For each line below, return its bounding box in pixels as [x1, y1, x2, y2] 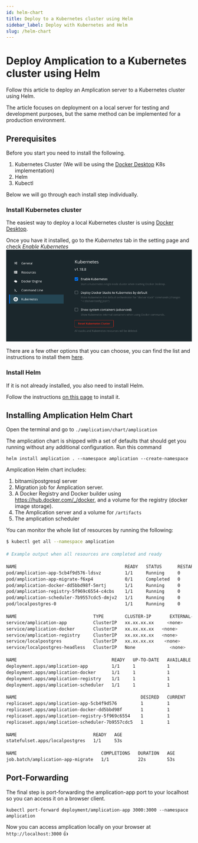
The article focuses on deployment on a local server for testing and [6, 104, 170, 111]
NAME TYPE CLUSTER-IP [6, 614, 151, 619]
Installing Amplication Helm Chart [6, 411, 133, 421]
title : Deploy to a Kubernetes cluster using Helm [6, 15, 133, 22]
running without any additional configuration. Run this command [6, 444, 162, 451]
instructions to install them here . [6, 354, 84, 361]
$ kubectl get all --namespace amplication [6, 539, 115, 545]
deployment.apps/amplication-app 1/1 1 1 [6, 663, 170, 669]
